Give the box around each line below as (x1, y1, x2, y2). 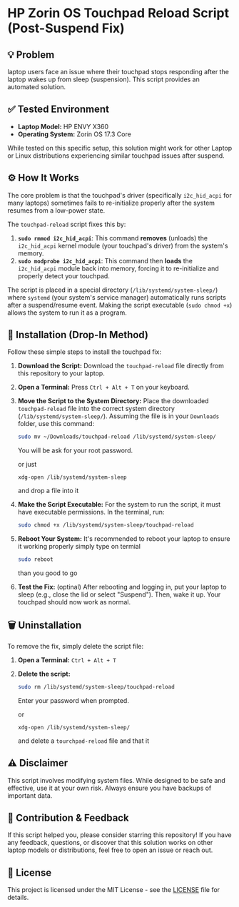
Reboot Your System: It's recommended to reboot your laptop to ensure (17, 534, 230, 543)
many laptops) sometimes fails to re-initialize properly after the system (7, 198, 215, 207)
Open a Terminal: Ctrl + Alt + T (17, 655, 116, 664)
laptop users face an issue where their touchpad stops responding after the (7, 68, 230, 76)
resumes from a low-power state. (7, 206, 106, 215)
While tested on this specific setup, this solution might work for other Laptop (7, 143, 233, 152)
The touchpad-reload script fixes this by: (7, 220, 126, 228)
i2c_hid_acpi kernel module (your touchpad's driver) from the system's (17, 241, 228, 250)
